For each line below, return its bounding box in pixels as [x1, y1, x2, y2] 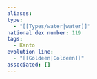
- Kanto [13, 42, 36, 49]
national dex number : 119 [7, 29, 81, 36]
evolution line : [7, 49, 54, 56]
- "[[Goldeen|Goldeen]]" [13, 55, 85, 62]
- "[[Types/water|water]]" [13, 23, 91, 30]
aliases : [7, 10, 32, 17]
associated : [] [7, 61, 51, 68]
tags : [7, 36, 23, 43]
